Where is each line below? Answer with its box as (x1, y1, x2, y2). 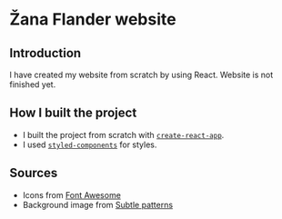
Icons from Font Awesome (22, 189, 121, 200)
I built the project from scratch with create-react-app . (22, 129, 225, 140)
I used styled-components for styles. (22, 139, 157, 150)
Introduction (9, 45, 82, 61)
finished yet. (9, 79, 56, 90)
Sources (9, 165, 58, 181)
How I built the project (9, 105, 137, 121)
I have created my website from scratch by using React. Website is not (9, 69, 274, 80)
